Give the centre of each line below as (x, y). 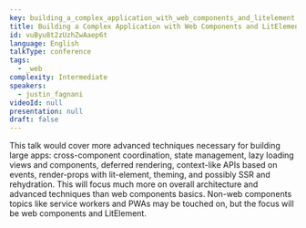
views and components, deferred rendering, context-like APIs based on (143, 165)
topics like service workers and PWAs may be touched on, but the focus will (152, 204)
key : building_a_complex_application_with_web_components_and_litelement (153, 18)
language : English (44, 43)
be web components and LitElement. (78, 213)
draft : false (34, 119)
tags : (20, 60)
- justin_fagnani (51, 94)
